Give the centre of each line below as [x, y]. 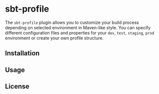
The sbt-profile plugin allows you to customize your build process [72, 22]
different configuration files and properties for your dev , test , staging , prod [79, 33]
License [17, 86]
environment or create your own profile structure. [54, 38]
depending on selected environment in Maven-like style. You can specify [78, 27]
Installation [22, 53]
